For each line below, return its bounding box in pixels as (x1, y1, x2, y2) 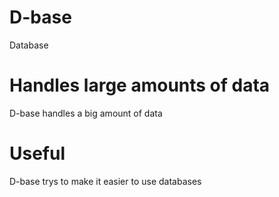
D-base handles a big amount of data (9, 107, 163, 119)
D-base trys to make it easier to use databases (9, 175, 202, 187)
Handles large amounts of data (9, 74, 271, 97)
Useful (9, 142, 66, 165)
